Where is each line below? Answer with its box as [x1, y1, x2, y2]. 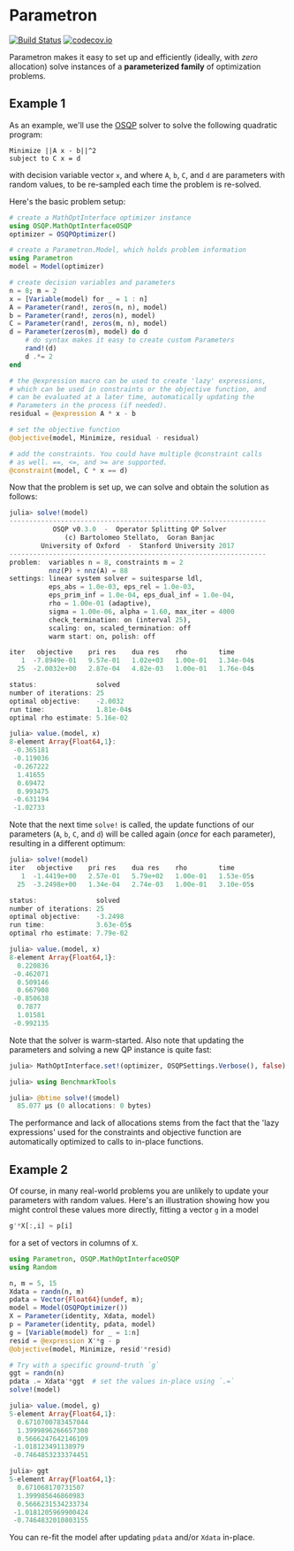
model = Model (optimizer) [9, 262, 104, 271]
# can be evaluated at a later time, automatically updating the [9, 393, 254, 402]
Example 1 [9, 96, 66, 112]
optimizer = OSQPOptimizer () [9, 229, 117, 239]
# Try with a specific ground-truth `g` [9, 1361, 161, 1370]
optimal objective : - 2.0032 [9, 697, 124, 706]
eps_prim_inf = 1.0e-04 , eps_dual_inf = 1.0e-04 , [48, 590, 236, 600]
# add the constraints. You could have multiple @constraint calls [9, 449, 263, 459]
